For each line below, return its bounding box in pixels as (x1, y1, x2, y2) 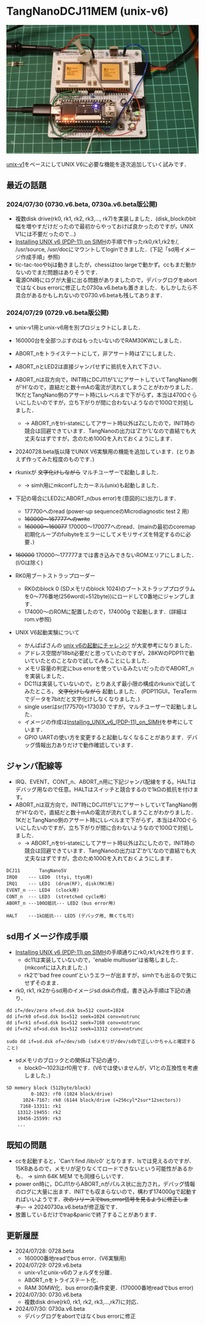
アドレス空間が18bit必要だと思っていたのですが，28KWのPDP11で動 (24, 649, 195, 656)
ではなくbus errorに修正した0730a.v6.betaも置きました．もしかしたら (15, 284, 193, 292)
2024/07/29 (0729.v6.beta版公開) (6, 308, 109, 317)
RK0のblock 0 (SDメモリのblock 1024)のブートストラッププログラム (24, 585, 195, 592)
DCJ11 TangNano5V (6, 868, 67, 874)
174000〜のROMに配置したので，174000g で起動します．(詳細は (24, 608, 187, 615)
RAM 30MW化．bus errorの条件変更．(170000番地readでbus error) (24, 1284, 194, 1291)
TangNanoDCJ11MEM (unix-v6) (6, 4, 169, 18)
